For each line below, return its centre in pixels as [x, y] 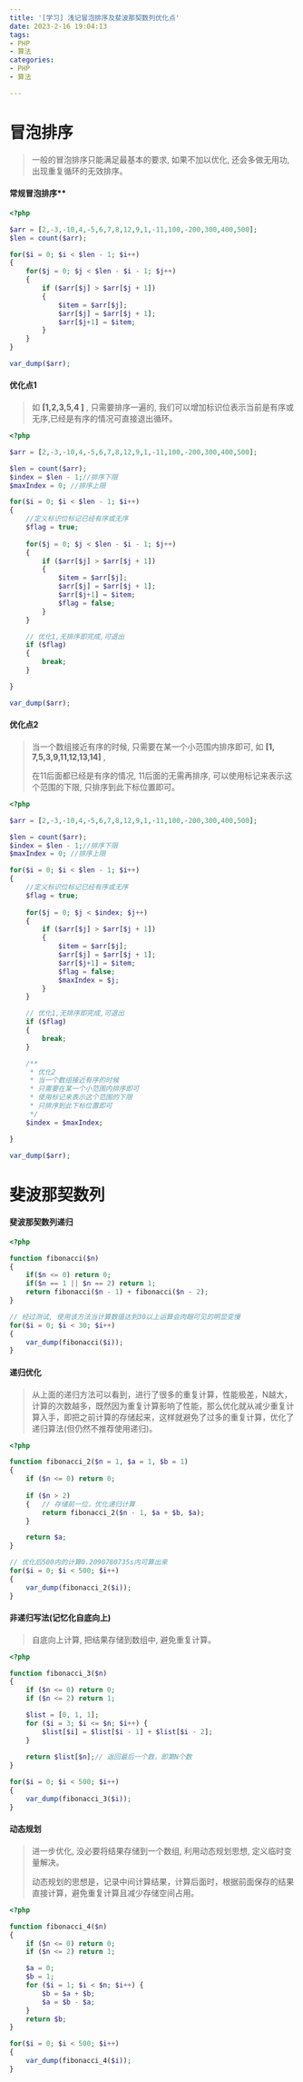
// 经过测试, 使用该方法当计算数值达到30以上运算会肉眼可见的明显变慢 [125, 1317]
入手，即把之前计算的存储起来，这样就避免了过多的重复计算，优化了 [167, 1417]
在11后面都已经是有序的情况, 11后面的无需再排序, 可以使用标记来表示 [158, 775]
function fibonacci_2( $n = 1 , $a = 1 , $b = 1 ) [99, 1462]
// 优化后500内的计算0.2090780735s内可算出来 [88, 1562]
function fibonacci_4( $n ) [58, 1927]
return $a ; [46, 1537]
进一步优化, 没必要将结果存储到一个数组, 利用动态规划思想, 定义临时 [157, 1850]
